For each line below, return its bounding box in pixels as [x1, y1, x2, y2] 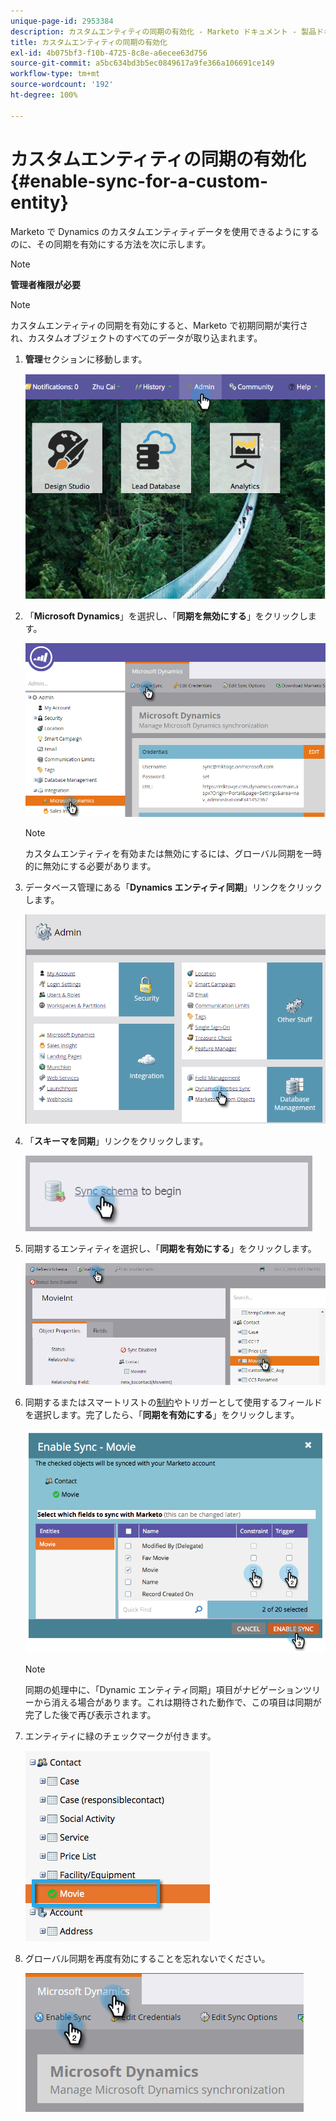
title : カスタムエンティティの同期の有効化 [10, 37, 168, 47]
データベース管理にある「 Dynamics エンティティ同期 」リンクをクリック [24, 881, 323, 893]
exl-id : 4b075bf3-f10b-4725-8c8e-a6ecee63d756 [10, 48, 208, 58]
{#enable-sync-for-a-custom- [10, 170, 269, 192]
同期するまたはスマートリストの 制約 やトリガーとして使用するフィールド [24, 1396, 323, 1409]
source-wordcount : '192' [10, 80, 114, 90]
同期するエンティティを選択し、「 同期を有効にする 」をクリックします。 [24, 1243, 317, 1255]
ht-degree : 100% [10, 90, 78, 100]
